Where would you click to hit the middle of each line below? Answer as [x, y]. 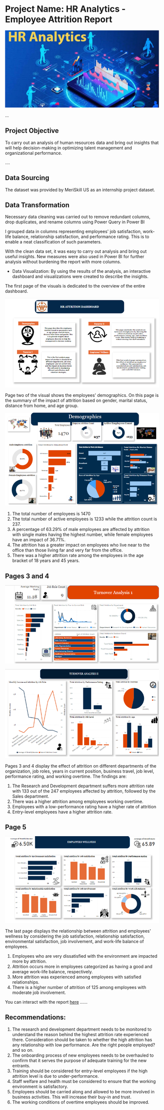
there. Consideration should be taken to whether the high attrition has [82, 1039]
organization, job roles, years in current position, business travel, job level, [80, 771]
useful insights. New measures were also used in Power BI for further [75, 257]
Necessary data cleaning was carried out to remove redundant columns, [78, 217]
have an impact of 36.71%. [39, 540]
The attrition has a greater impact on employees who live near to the [81, 545]
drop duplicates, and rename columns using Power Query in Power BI [75, 222]
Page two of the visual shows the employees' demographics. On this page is [82, 395]
